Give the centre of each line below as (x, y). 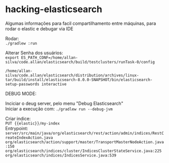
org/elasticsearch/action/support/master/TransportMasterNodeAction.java (85, 142)
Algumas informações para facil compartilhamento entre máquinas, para (81, 23)
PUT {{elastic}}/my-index (32, 123)
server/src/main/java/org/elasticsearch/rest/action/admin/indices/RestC (85, 133)
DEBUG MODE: (21, 93)
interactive (54, 84)
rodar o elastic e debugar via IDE (39, 28)
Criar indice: (18, 118)
